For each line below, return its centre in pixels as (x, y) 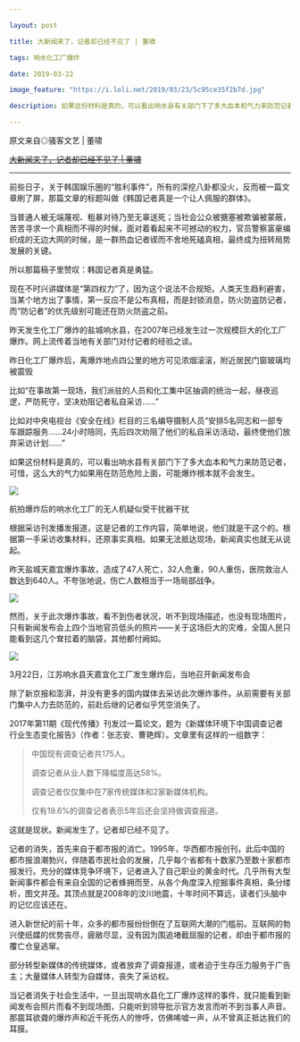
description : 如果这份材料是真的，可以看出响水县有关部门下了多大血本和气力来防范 (145, 106)
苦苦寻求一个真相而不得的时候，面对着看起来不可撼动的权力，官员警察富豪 (146, 228)
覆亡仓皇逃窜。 (37, 946)
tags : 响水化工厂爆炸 (45, 58)
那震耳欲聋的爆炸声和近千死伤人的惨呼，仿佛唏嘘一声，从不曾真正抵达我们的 (150, 1017)
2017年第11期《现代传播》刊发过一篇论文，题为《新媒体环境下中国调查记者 (146, 724)
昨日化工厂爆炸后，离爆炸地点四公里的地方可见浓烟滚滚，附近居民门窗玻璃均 (150, 360)
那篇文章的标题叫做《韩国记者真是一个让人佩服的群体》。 (152, 198)
